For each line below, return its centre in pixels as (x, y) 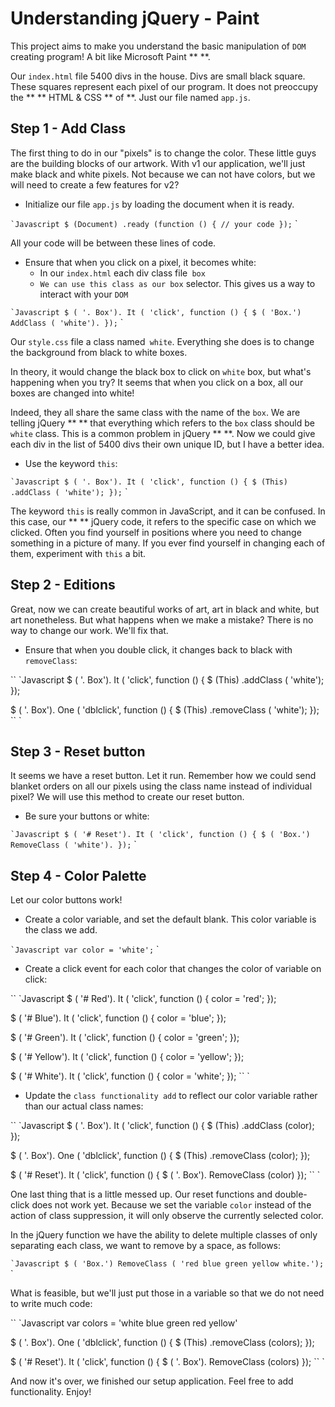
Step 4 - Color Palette (78, 875)
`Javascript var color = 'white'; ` (85, 949)
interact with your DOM (84, 294)
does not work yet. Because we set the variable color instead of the (171, 1205)
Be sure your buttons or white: (87, 816)
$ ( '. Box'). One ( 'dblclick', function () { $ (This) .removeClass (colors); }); (162, 1343)
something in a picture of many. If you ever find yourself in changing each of (168, 543)
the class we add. (61, 930)
